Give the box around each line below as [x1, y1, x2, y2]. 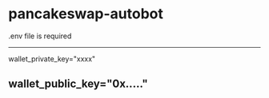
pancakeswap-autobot [8, 5, 164, 23]
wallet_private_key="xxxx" [8, 53, 96, 64]
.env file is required [8, 31, 72, 41]
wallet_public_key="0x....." [8, 77, 148, 91]
